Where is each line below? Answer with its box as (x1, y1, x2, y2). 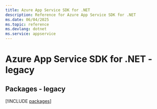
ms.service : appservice (5, 31, 56, 36)
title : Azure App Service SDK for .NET (5, 7, 91, 13)
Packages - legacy (5, 84, 65, 93)
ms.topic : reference (5, 21, 50, 27)
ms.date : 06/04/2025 (5, 17, 50, 22)
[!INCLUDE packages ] (5, 98, 52, 104)
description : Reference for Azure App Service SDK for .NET (5, 12, 137, 17)
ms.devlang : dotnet (5, 27, 47, 32)
